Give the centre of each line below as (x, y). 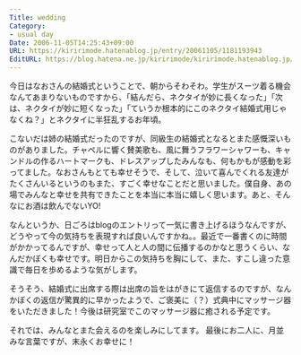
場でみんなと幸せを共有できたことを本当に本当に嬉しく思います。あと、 (142, 195)
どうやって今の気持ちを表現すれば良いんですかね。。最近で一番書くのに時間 (148, 236)
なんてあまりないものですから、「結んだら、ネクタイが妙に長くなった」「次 (146, 97)
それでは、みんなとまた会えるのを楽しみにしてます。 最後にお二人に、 (139, 330)
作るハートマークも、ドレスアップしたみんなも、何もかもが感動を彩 (166, 161)
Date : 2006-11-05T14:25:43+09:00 (72, 43)
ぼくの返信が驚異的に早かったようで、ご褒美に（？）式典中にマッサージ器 (154, 300)
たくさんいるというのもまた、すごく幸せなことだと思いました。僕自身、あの (150, 183)
